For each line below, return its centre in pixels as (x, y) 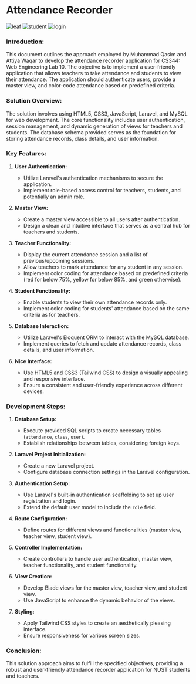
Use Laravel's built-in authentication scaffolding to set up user (99, 495)
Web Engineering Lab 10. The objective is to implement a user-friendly (91, 67)
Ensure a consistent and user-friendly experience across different (103, 385)
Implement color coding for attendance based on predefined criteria (106, 273)
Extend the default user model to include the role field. (90, 507)
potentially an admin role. (54, 197)
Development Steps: (36, 407)
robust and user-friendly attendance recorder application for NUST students (98, 670)
